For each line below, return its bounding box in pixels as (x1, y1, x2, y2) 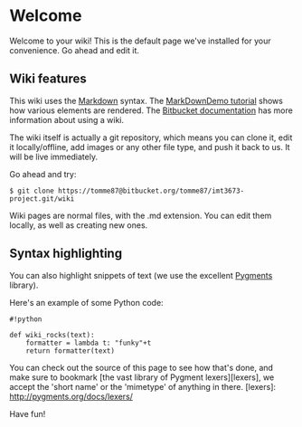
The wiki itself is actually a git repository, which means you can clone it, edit (9, 132, 293, 143)
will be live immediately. (9, 151, 98, 162)
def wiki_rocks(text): (9, 330, 95, 339)
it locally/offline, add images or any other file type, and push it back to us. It (9, 141, 291, 152)
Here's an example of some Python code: (9, 297, 165, 308)
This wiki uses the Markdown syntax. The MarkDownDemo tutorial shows (9, 95, 283, 106)
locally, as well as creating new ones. (9, 219, 148, 231)
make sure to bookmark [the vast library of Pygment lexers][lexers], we (9, 372, 275, 383)
